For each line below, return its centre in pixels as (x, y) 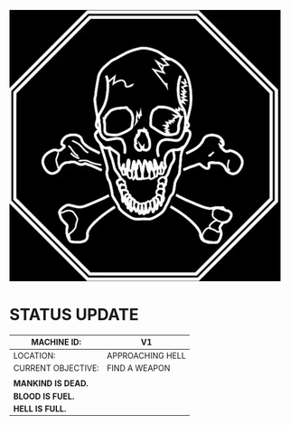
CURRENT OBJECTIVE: (56, 368)
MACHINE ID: (56, 342)
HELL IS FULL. (40, 409)
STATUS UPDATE (74, 315)
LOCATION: (34, 355)
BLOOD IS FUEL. (44, 396)
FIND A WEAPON (139, 368)
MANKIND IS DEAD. (51, 383)
